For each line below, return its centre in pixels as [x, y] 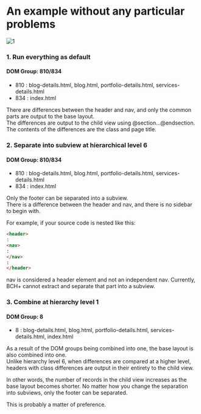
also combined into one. [37, 355]
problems [31, 24]
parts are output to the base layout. [51, 117]
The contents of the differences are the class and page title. [81, 129]
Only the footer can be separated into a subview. [67, 198]
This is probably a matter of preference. [56, 405]
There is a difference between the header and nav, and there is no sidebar [100, 205]
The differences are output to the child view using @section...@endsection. [101, 123]
